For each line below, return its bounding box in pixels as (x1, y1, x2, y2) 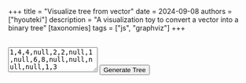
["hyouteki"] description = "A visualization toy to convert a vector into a (8, 15, 239, 24)
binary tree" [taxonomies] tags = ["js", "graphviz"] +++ (8, 23, 186, 32)
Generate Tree (103, 66, 146, 74)
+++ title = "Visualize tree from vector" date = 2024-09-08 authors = (8, 7, 233, 16)
